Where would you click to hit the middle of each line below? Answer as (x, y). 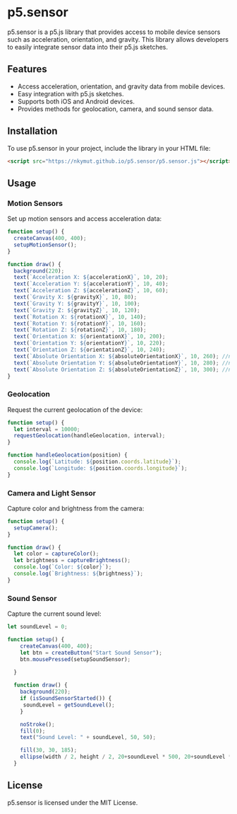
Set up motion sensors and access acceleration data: (85, 219)
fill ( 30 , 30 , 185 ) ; (49, 750)
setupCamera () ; (36, 528)
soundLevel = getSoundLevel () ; (69, 705)
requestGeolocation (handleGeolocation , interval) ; (90, 436)
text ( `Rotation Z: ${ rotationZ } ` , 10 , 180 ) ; (80, 330)
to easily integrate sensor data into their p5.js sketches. (87, 47)
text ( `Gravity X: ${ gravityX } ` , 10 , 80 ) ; (75, 297)
